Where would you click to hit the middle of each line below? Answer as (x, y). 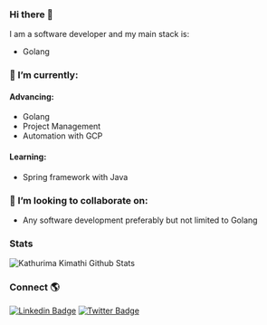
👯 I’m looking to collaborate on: (79, 200)
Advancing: (32, 96)
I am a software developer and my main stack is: (100, 34)
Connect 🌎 (35, 287)
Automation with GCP (62, 136)
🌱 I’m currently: (44, 75)
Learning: (28, 157)
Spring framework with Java (75, 177)
